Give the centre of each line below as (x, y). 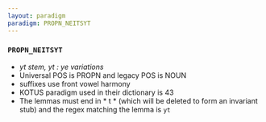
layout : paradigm (37, 16)
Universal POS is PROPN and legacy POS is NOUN (103, 75)
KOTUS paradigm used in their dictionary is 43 (96, 92)
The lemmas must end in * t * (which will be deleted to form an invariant (139, 100)
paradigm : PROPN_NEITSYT (49, 23)
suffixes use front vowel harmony (75, 83)
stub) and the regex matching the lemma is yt (95, 109)
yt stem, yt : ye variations (61, 67)
